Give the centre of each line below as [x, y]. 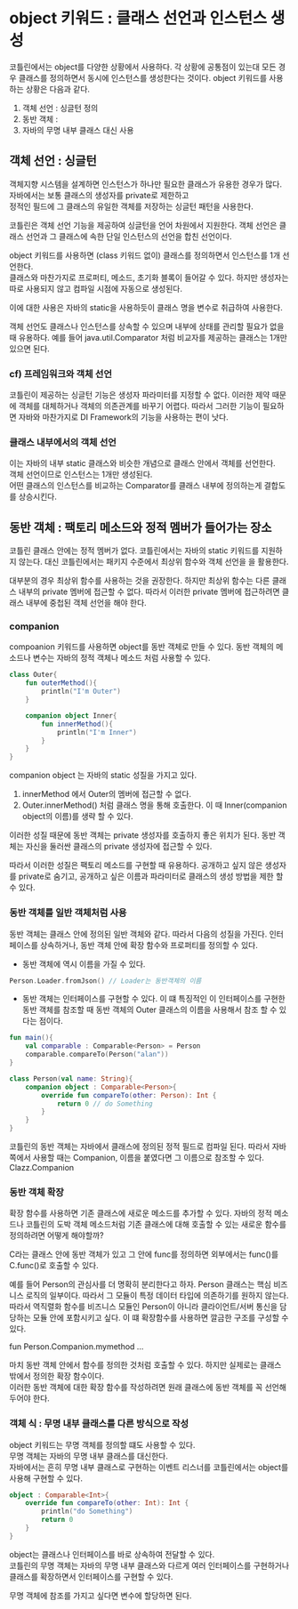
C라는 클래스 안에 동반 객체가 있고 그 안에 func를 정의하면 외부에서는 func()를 [144, 1254]
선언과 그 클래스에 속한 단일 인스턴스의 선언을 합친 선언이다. [129, 236]
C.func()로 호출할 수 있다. [54, 1266]
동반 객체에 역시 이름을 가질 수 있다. [84, 964]
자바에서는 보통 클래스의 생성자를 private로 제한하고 [99, 195]
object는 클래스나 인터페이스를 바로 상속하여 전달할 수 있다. [112, 1554]
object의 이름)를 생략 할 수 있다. [77, 817]
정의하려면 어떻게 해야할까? [56, 1235]
